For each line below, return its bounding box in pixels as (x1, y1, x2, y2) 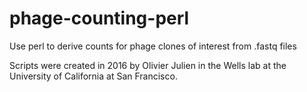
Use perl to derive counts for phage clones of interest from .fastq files (9, 40, 297, 52)
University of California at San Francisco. (9, 70, 178, 82)
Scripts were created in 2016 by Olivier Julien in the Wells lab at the (9, 59, 287, 71)
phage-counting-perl (9, 7, 190, 30)
